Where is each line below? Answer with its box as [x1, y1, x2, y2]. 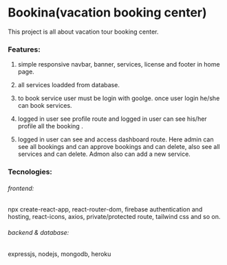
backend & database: [8, 228, 69, 236]
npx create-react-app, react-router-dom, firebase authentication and [8, 205, 203, 214]
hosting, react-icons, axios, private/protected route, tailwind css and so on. [8, 213, 221, 221]
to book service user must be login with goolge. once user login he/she [17, 94, 220, 102]
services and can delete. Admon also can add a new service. [17, 150, 191, 159]
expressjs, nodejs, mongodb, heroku [8, 249, 111, 258]
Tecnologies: [8, 167, 52, 176]
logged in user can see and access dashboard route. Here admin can [17, 135, 214, 143]
